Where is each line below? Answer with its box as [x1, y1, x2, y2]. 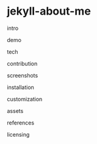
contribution [7, 60, 38, 67]
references [7, 119, 35, 126]
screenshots [7, 71, 38, 79]
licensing [7, 131, 30, 138]
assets [7, 107, 24, 114]
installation [7, 84, 34, 91]
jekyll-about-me [7, 4, 91, 18]
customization [7, 95, 43, 103]
